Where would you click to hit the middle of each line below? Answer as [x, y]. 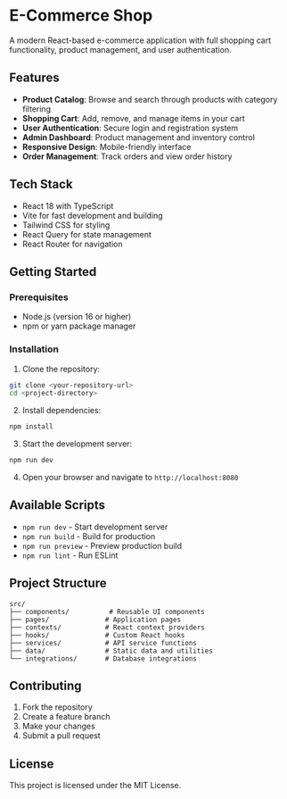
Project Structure [58, 583]
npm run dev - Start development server [95, 527]
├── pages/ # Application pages [95, 620]
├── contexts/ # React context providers [107, 627]
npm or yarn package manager [79, 326]
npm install [31, 427]
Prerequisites [39, 297]
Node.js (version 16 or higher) [77, 317]
